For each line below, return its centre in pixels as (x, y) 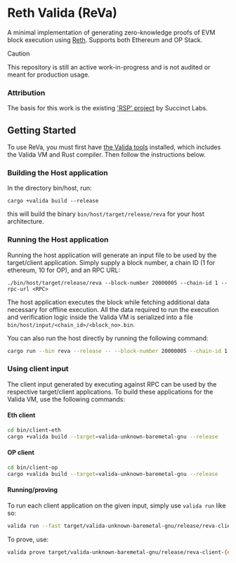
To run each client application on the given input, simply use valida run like (117, 505)
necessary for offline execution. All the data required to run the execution (113, 309)
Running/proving (33, 490)
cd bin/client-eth (34, 430)
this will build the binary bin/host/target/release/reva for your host (106, 214)
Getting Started (42, 130)
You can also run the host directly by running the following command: (108, 338)
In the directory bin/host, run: (50, 188)
